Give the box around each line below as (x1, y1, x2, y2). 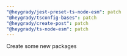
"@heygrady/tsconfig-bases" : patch (6, 15, 97, 21)
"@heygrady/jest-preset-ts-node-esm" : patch (6, 9, 122, 15)
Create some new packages (6, 43, 77, 50)
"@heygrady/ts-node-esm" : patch (6, 26, 89, 32)
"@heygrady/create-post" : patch (6, 20, 89, 26)
